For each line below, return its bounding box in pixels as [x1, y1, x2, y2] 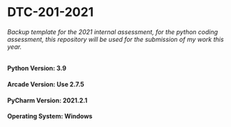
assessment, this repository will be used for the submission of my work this [7, 35, 225, 43]
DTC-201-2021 [7, 4, 94, 20]
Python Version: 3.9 [7, 64, 67, 73]
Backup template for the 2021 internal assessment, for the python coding [7, 27, 218, 36]
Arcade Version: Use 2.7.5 [7, 80, 84, 88]
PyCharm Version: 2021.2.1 [7, 96, 88, 105]
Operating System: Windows [7, 112, 93, 121]
